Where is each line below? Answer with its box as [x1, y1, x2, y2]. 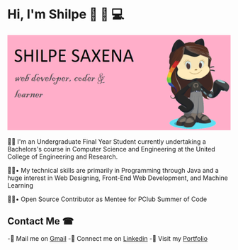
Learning [7, 181, 34, 190]
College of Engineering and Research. [7, 152, 118, 161]
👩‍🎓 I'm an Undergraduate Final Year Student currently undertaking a [7, 137, 207, 146]
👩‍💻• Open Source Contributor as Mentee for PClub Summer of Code [7, 195, 208, 203]
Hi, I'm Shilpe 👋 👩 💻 [7, 6, 125, 23]
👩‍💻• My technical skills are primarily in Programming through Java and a [7, 166, 220, 175]
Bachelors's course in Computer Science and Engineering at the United [7, 145, 215, 154]
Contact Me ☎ [7, 215, 74, 227]
